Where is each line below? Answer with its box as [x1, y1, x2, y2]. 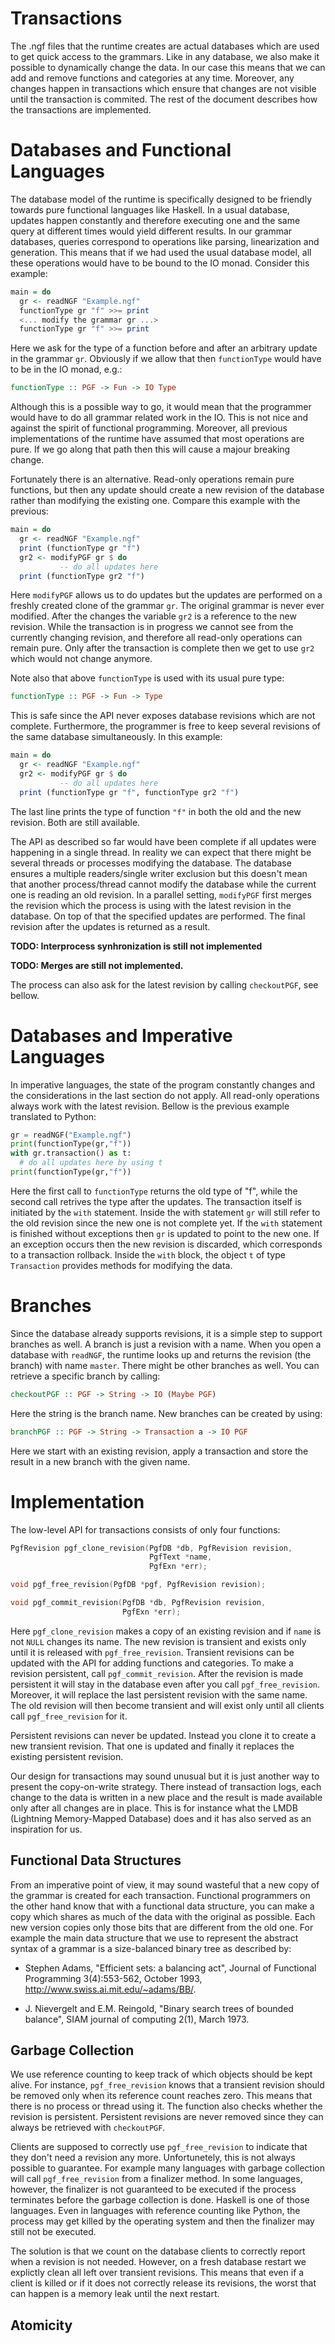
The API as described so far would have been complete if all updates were [10, 835, 317, 847]
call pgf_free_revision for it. [10, 1710, 128, 1722]
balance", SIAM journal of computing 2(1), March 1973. [24, 2013, 250, 2025]
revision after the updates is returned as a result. [10, 920, 211, 932]
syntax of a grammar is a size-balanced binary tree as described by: [10, 1942, 292, 1954]
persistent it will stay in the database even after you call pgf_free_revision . [10, 1678, 321, 1690]
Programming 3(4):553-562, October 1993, [24, 1972, 203, 1984]
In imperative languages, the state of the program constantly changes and [10, 1078, 316, 1091]
